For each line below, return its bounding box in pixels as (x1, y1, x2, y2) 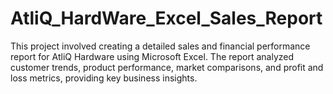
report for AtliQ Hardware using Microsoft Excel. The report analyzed (10, 50, 295, 62)
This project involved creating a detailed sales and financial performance (10, 40, 311, 52)
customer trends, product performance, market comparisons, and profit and (10, 61, 324, 73)
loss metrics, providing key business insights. (10, 72, 198, 84)
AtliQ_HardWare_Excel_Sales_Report (10, 7, 323, 30)
